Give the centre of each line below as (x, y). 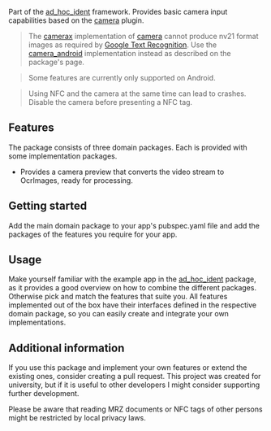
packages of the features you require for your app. (93, 234)
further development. (44, 394)
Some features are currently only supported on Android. (122, 78)
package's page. (56, 62)
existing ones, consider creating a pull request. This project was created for (135, 377)
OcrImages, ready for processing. (77, 180)
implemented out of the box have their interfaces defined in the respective (133, 305)
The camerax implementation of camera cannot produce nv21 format (143, 36)
